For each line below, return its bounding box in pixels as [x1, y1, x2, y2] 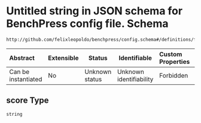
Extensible [47, 54, 79, 62]
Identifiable [118, 54, 153, 62]
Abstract [9, 54, 35, 62]
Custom [159, 50, 182, 58]
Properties [159, 57, 190, 66]
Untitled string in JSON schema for [6, 4, 183, 18]
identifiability [117, 75, 154, 83]
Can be [9, 67, 30, 76]
